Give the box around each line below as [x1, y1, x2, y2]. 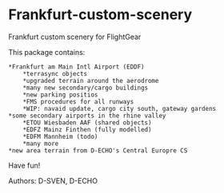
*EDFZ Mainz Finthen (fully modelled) [22, 125, 152, 133]
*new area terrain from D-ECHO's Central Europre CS [8, 146, 188, 155]
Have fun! [8, 160, 41, 170]
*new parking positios [22, 90, 98, 99]
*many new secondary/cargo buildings [22, 84, 149, 92]
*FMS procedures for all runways [22, 97, 134, 105]
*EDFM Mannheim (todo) [22, 132, 98, 140]
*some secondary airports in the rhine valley [8, 112, 166, 120]
